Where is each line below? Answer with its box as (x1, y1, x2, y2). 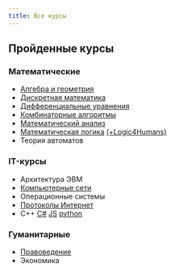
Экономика (19, 255, 60, 265)
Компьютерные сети (19, 182, 92, 192)
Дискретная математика (19, 93, 106, 103)
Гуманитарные (8, 228, 71, 240)
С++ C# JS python (19, 208, 83, 218)
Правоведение (19, 247, 72, 257)
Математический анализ (19, 119, 106, 128)
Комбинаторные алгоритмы (19, 110, 117, 119)
